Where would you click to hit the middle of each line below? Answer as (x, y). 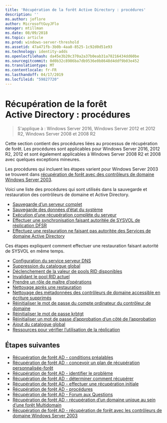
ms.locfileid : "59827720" (32, 79)
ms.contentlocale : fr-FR (31, 70)
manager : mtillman (24, 28)
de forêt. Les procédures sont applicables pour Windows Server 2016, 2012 (83, 149)
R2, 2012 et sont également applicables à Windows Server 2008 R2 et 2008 (83, 154)
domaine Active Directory (38, 236)
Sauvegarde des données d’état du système (58, 210)
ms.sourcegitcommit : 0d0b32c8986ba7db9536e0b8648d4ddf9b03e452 (72, 61)
